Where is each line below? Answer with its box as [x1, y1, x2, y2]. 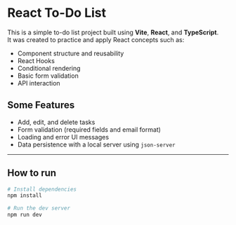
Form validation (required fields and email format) [17, 125, 162, 134]
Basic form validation [17, 71, 79, 80]
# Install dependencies [7, 186, 77, 193]
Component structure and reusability [17, 49, 124, 57]
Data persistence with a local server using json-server [17, 140, 176, 149]
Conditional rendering [17, 64, 81, 72]
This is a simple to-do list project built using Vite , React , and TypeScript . [7, 28, 219, 36]
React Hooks [17, 56, 55, 64]
